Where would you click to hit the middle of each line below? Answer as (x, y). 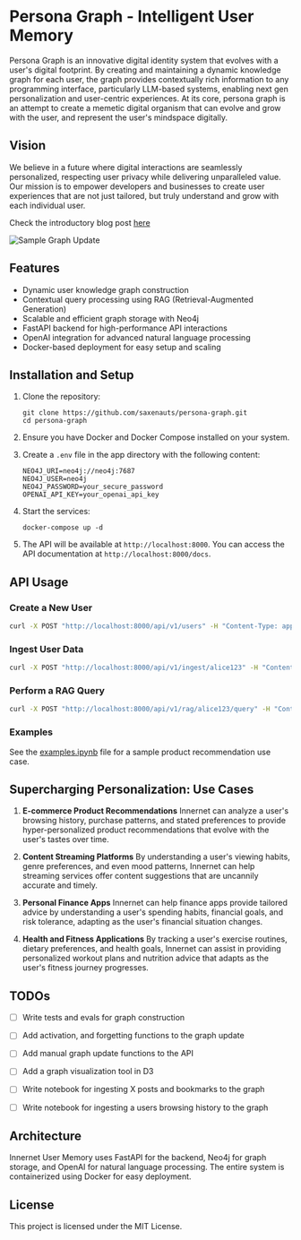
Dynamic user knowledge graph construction (106, 289)
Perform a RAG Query (57, 691)
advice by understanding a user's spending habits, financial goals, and (153, 912)
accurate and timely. (60, 885)
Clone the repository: (61, 397)
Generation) (44, 309)
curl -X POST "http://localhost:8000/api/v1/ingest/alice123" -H (133, 668)
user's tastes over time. (65, 840)
